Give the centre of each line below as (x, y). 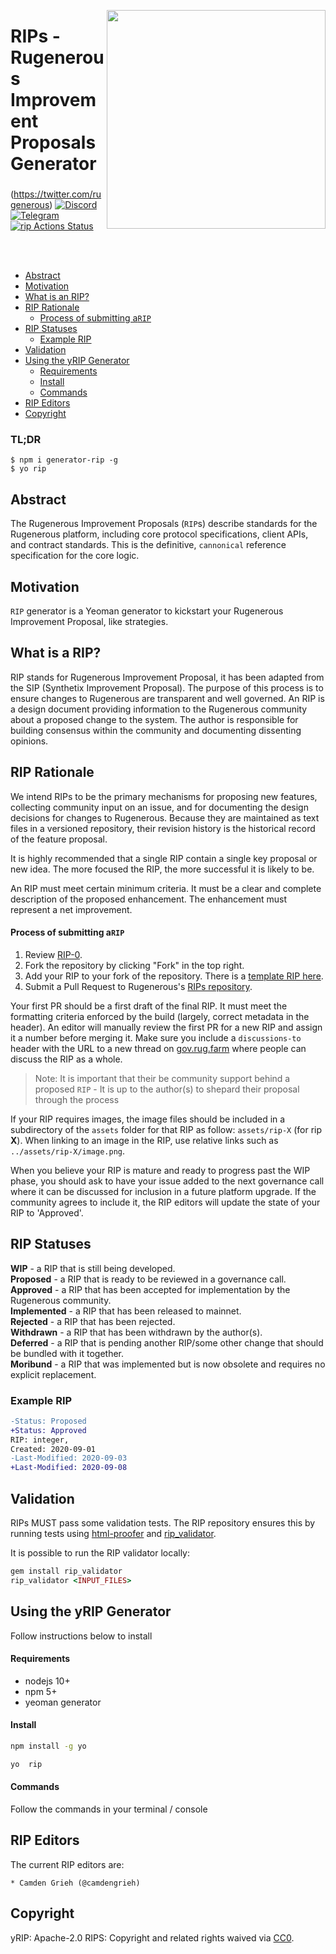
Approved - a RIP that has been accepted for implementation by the (150, 1289)
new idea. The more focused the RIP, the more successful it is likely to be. (162, 869)
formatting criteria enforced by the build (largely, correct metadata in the (160, 1016)
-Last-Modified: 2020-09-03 (69, 1458)
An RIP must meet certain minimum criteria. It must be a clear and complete (166, 888)
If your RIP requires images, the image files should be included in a (148, 1119)
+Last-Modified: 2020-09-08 (69, 1468)
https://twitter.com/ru (57, 194)
